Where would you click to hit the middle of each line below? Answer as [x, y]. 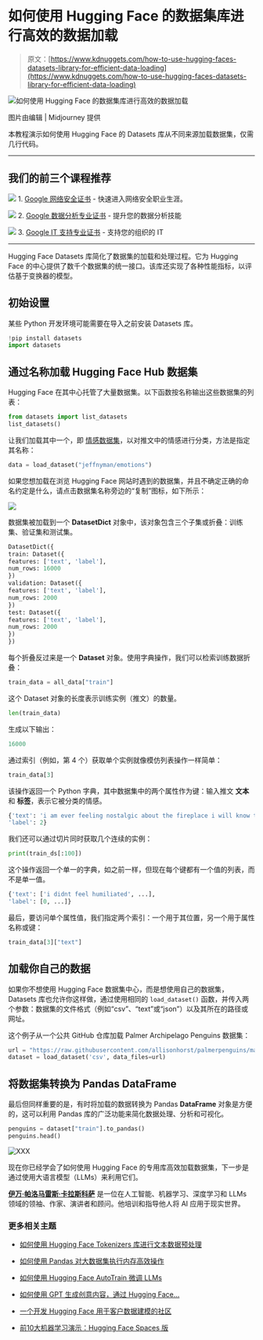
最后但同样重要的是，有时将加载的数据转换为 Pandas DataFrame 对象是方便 [130, 1104]
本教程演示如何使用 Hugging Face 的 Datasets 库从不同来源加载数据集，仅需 [131, 133]
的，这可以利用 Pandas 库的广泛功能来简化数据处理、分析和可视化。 [118, 1114]
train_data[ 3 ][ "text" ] [45, 942]
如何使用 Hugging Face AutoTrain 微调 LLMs [91, 1278]
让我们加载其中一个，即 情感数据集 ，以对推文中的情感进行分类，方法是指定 [129, 440]
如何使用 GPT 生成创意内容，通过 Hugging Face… [99, 1294]
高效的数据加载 [70, 36]
